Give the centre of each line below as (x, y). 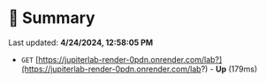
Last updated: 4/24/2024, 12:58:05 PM (81, 42)
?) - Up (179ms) (229, 69)
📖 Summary (52, 18)
